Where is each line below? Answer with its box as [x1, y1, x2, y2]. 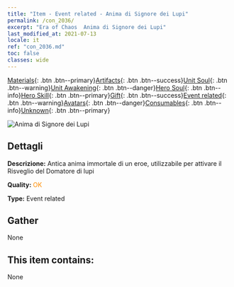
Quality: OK [7, 180, 43, 188]
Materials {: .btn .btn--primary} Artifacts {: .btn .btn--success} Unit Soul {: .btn [7, 76, 228, 84]
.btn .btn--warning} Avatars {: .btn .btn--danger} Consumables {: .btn [7, 99, 204, 107]
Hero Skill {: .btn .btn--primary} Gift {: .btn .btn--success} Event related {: [21, 91, 227, 99]
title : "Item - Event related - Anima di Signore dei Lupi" [7, 10, 189, 18]
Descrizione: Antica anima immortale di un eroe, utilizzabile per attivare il [7, 159, 222, 167]
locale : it [7, 37, 40, 44]
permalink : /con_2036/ [7, 17, 74, 24]
